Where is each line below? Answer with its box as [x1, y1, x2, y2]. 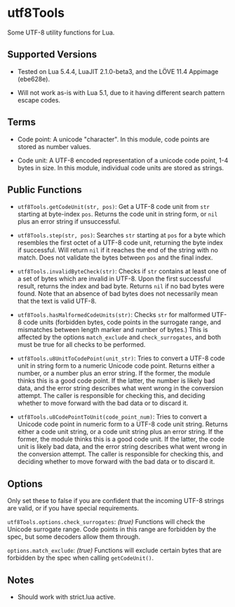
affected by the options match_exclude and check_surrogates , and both [17, 333, 222, 342]
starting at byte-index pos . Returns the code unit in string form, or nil [17, 210, 218, 219]
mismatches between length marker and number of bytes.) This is [17, 326, 208, 334]
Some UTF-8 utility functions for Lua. [7, 28, 115, 37]
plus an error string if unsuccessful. [17, 217, 121, 226]
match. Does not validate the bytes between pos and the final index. [17, 253, 213, 262]
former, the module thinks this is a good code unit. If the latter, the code [17, 435, 224, 444]
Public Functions [7, 184, 82, 196]
